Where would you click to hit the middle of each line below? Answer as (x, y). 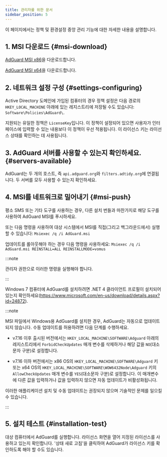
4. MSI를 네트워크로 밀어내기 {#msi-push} (68, 197)
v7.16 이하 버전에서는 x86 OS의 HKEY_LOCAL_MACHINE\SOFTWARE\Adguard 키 (85, 361)
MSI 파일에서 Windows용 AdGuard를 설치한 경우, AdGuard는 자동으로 (74, 321)
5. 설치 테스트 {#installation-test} (56, 424)
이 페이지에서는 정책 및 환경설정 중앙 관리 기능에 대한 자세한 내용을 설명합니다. (81, 29)
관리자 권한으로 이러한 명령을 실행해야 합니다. (49, 269)
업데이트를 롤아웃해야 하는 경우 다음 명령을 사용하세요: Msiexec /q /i (73, 244)
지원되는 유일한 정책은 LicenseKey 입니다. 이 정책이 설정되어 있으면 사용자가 (78, 123)
